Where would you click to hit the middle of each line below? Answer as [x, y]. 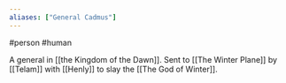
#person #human [41, 42]
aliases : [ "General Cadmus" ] [63, 17]
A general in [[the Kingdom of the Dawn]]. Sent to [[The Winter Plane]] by [143, 59]
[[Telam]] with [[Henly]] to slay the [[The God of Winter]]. [114, 69]
